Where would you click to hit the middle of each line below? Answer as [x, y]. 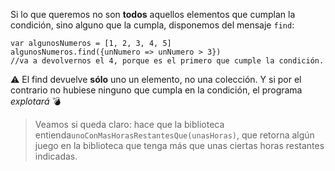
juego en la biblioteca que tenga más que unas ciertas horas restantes [179, 145]
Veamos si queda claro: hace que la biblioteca [129, 124]
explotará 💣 [36, 101]
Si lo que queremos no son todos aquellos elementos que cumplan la [153, 14]
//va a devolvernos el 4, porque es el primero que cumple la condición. [167, 61]
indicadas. [56, 156]
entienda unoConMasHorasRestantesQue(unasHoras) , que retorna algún [174, 135]
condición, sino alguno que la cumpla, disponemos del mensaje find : [152, 25]
